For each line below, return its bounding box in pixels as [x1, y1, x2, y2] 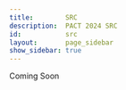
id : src [9, 29, 78, 38]
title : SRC [9, 12, 78, 22]
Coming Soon [9, 70, 60, 81]
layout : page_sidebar [9, 37, 114, 47]
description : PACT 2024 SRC [9, 21, 118, 30]
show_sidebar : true [9, 46, 82, 55]
